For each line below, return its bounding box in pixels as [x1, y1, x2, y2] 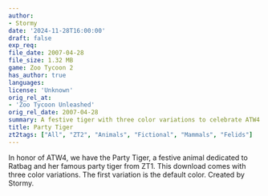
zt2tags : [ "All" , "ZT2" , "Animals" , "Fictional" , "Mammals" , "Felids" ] [8, 130, 254, 138]
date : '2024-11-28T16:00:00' [8, 26, 106, 34]
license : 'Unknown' [8, 86, 74, 94]
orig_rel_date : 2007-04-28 [8, 109, 99, 117]
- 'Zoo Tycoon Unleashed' [8, 101, 95, 109]
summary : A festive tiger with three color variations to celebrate [8, 116, 242, 124]
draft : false [8, 34, 52, 42]
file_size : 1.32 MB [8, 57, 74, 65]
